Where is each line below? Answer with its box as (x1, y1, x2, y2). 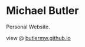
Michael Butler (6, 4, 79, 17)
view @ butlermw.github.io (6, 34, 71, 41)
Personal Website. (6, 23, 50, 30)
